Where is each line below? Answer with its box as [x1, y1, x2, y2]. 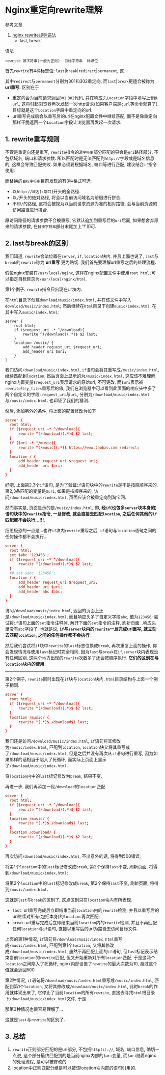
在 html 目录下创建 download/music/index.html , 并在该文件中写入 [5, 297, 132, 303]
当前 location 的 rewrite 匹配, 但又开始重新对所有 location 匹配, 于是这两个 [9, 954, 156, 961]
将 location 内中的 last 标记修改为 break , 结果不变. [5, 773, 102, 779]
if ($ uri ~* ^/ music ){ [9, 440, 56, 445]
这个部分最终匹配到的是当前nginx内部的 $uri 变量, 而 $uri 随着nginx [23, 1052, 156, 1058]
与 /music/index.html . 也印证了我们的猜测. [5, 397, 89, 403]
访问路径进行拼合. [12, 207, 48, 213]
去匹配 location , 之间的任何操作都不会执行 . [5, 632, 91, 638]
